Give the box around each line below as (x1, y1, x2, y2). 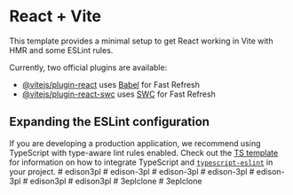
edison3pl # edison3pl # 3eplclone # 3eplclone (29, 175, 202, 186)
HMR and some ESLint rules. (9, 44, 114, 55)
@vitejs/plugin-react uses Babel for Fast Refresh (21, 79, 201, 90)
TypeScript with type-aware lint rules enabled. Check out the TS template (9, 147, 279, 158)
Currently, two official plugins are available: (9, 62, 168, 73)
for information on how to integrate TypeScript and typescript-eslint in (9, 157, 273, 168)
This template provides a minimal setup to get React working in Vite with (9, 35, 273, 46)
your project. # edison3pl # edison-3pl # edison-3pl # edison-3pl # (9, 166, 255, 176)
